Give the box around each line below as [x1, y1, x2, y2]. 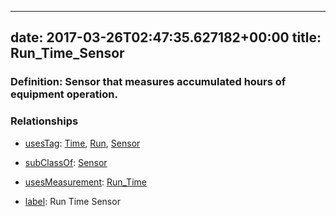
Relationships [10, 114, 79, 128]
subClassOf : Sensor [24, 156, 108, 168]
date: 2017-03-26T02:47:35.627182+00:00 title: [10, 29, 322, 46]
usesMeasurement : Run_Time [24, 176, 147, 188]
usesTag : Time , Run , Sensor [24, 137, 141, 149]
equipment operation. [10, 87, 118, 101]
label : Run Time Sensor [24, 195, 121, 207]
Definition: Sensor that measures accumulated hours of [10, 75, 287, 89]
